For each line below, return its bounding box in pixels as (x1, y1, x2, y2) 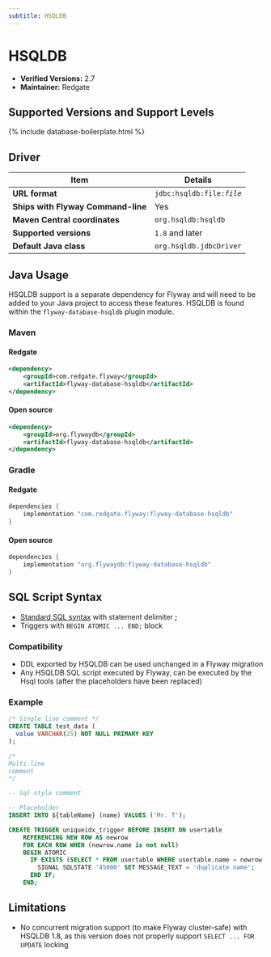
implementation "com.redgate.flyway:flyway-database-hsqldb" (23, 510, 233, 519)
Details (184, 175, 212, 186)
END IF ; (29, 871, 57, 879)
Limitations (8, 901, 66, 915)
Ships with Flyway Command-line (12, 201, 147, 213)
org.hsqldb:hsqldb (154, 215, 226, 225)
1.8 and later (154, 227, 203, 239)
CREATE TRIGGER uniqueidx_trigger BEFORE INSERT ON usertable (8, 826, 222, 834)
